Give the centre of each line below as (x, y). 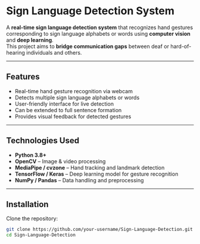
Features (23, 77)
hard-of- (181, 46)
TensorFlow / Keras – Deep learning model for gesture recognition (96, 174)
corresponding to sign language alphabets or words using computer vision (98, 33)
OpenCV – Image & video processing (60, 161)
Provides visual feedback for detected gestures (73, 116)
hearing (16, 52)
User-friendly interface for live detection (64, 104)
